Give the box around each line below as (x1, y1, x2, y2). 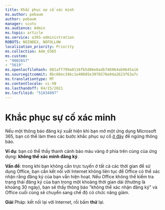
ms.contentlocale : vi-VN (5, 81, 56, 86)
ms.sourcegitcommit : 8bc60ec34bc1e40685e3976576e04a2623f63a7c (5, 72, 139, 77)
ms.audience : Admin (5, 26, 46, 31)
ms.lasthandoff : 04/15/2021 (5, 85, 63, 91)
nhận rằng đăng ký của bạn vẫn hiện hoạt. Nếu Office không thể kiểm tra (5, 174, 154, 180)
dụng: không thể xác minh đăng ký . (5, 153, 79, 159)
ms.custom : (5, 53, 28, 59)
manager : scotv (5, 21, 37, 26)
